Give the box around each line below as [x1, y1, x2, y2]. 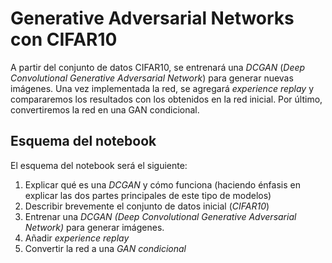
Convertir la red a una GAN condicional [24, 242, 187, 254]
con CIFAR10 [10, 28, 118, 51]
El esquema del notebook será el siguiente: [10, 159, 188, 171]
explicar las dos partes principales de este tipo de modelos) [24, 189, 272, 201]
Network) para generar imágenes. [24, 221, 165, 233]
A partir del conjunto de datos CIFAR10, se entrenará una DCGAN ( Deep [10, 61, 306, 73]
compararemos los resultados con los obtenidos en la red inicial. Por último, [10, 93, 323, 105]
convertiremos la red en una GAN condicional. [10, 103, 200, 116]
